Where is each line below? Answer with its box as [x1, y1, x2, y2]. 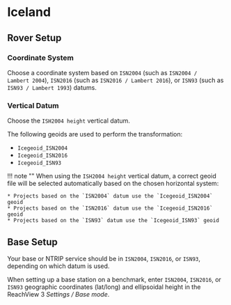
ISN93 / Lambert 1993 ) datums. [7, 83, 97, 91]
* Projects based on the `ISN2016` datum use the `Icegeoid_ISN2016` [7, 205, 214, 212]
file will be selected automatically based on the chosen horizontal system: [7, 179, 219, 188]
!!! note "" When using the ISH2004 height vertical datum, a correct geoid [7, 172, 217, 180]
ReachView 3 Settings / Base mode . [7, 290, 110, 298]
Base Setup [7, 236, 58, 248]
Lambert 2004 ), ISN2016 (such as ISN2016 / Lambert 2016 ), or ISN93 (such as [7, 76, 224, 84]
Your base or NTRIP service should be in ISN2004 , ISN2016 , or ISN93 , [7, 254, 200, 263]
